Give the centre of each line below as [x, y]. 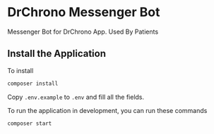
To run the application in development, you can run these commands [107, 110]
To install [20, 70]
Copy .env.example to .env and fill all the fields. [76, 97]
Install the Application [57, 54]
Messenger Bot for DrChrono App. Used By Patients [83, 32]
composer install [33, 83]
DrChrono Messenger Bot [84, 12]
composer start [30, 123]
